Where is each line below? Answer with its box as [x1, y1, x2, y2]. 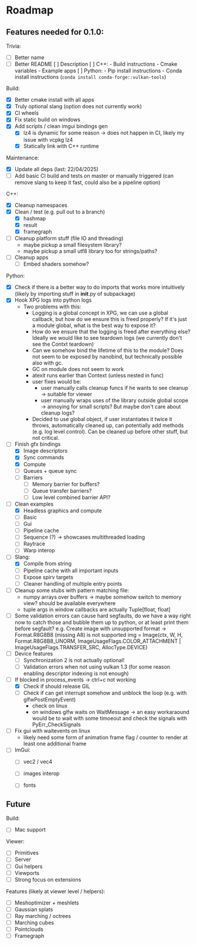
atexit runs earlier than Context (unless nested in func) [32, 372, 164, 379]
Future [6, 799, 31, 809]
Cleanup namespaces [14, 201, 67, 209]
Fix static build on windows [14, 116, 81, 123]
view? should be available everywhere [23, 599, 116, 606]
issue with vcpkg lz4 [23, 136, 73, 143]
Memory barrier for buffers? [32, 480, 100, 487]
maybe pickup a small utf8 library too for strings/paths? [23, 248, 158, 255]
